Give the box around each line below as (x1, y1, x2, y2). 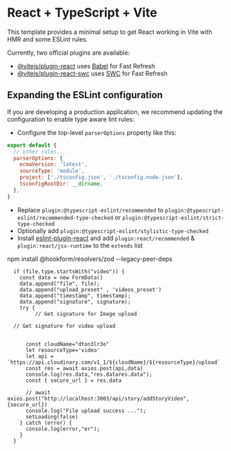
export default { (7, 142, 57, 149)
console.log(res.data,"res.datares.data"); (25, 371, 153, 378)
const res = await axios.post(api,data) (25, 365, 143, 371)
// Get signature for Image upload (34, 310, 137, 317)
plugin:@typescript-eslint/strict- (122, 214, 225, 221)
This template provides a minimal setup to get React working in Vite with (7, 28, 212, 36)
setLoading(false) (25, 413, 79, 420)
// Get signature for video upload (13, 322, 116, 329)
